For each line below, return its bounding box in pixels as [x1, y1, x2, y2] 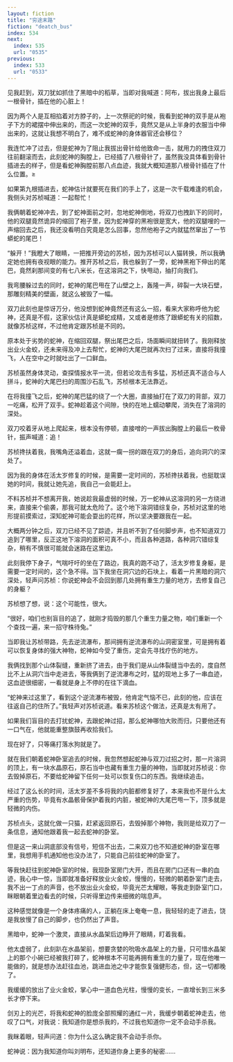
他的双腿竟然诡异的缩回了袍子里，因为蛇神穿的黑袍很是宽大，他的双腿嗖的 [7, 217, 220, 225]
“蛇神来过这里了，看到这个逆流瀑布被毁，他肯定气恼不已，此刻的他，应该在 [7, 693, 223, 701]
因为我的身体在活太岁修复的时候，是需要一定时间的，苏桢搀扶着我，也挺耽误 [7, 471, 226, 479]
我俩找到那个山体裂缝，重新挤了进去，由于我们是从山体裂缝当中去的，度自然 [7, 661, 226, 669]
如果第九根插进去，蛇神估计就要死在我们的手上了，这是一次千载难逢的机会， [7, 185, 226, 193]
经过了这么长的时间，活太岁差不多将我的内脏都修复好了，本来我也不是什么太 [7, 786, 226, 795]
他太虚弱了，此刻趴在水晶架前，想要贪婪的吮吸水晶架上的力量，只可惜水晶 [7, 945, 220, 953]
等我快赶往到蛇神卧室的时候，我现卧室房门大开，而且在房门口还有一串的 [7, 866, 214, 874]
